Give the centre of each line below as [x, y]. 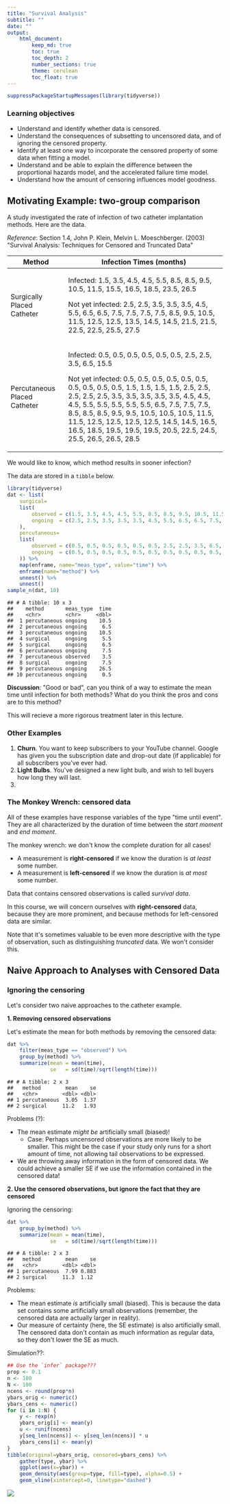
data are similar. [29, 921]
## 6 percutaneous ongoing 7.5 [59, 651]
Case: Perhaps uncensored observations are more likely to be [114, 1139]
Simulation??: [26, 1353]
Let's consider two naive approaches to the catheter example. [94, 1005]
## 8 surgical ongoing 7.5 [59, 663]
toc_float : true [55, 77]
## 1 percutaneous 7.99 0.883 [52, 1272]
